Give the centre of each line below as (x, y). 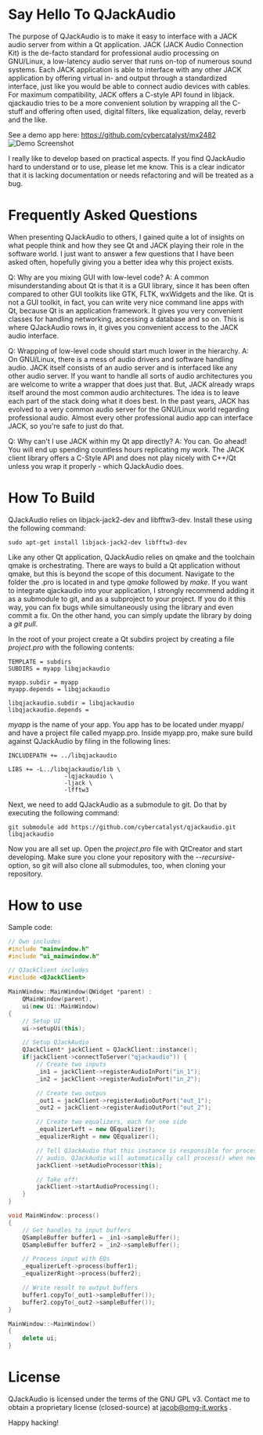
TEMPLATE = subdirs (40, 661)
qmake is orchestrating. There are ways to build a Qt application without (124, 565)
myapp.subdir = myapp (43, 682)
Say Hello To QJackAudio (92, 15)
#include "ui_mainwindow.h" (54, 956)
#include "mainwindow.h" (49, 949)
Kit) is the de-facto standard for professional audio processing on (113, 53)
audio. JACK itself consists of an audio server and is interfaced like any (123, 368)
